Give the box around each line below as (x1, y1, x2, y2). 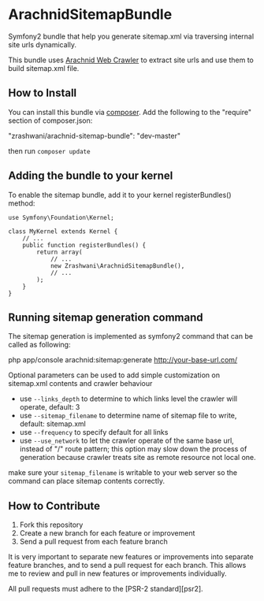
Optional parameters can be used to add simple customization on (8, 370, 221, 380)
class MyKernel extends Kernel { (8, 227, 118, 236)
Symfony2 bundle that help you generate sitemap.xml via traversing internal (8, 32, 255, 41)
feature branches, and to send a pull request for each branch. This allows (8, 561, 247, 570)
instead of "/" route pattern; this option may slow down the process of (19, 444, 247, 454)
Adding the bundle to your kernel (8, 169, 173, 183)
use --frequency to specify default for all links (19, 428, 169, 437)
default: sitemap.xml (19, 419, 87, 428)
